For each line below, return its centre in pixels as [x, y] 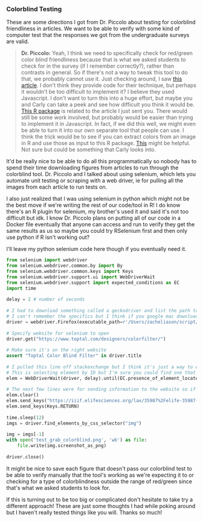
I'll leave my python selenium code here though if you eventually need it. [96, 249]
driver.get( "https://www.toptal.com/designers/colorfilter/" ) [86, 339]
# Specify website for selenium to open [58, 333]
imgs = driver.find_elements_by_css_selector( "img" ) [74, 423]
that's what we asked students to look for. [58, 488]
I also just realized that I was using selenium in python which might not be [98, 199]
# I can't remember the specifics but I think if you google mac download [102, 316]
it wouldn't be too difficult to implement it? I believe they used [98, 92]
